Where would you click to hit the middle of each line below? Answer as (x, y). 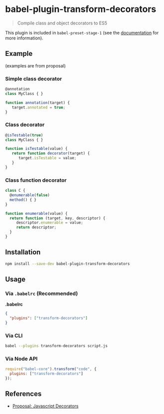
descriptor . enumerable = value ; (50, 223)
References (23, 394)
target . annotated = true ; (39, 107)
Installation (23, 252)
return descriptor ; (36, 227)
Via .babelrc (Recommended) (41, 293)
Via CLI (14, 336)
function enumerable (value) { (37, 213)
